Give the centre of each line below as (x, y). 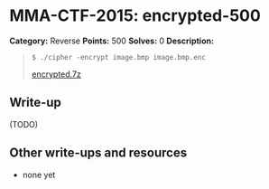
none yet (39, 175)
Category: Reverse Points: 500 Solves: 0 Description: (112, 41)
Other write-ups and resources (98, 153)
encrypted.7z (56, 74)
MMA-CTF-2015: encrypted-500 (135, 16)
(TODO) (24, 124)
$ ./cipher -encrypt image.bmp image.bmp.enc (118, 57)
